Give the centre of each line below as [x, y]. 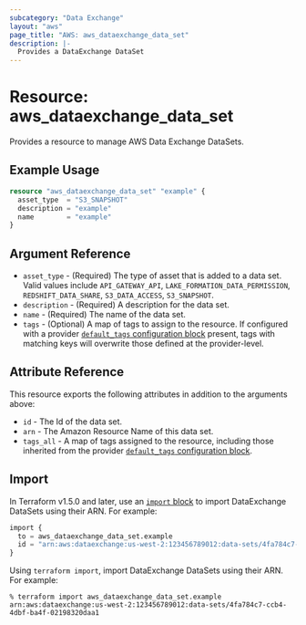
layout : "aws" [36, 26]
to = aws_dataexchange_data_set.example [95, 536]
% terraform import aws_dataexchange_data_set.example [116, 597]
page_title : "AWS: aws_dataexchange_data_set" [99, 35]
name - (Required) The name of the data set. [104, 315]
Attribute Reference [67, 372]
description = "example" [65, 208]
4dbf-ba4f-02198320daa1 [55, 613]
